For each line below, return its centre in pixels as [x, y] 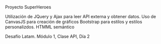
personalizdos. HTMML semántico [40, 27]
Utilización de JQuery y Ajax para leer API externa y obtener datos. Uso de [80, 16]
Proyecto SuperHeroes [28, 7]
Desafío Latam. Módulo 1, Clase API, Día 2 [47, 36]
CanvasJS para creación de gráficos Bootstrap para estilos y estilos [74, 22]
